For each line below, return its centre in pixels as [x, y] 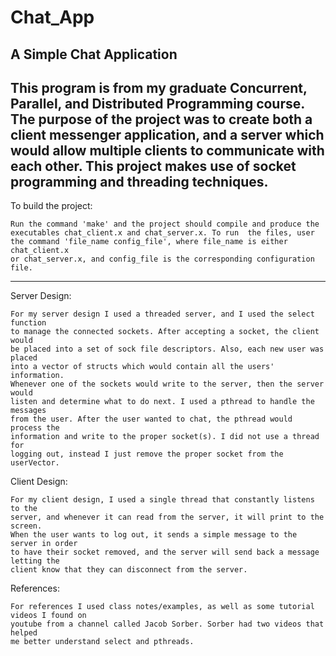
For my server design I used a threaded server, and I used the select [162, 314]
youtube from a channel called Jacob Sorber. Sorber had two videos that [167, 624]
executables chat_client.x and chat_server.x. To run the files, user [162, 233]
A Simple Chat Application [94, 54]
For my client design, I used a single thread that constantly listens [162, 500]
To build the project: [51, 206]
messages [28, 411]
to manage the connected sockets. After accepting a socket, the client [165, 332]
